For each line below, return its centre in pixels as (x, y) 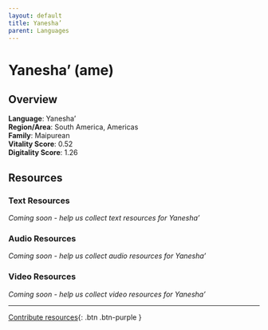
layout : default (35, 16)
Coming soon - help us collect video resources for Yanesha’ (107, 294)
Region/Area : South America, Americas (73, 127)
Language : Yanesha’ (42, 119)
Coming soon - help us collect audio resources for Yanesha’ (107, 256)
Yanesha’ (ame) (61, 70)
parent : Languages (39, 30)
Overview (33, 99)
